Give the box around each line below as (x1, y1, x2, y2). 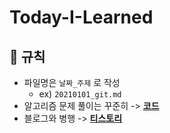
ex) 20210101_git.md (38, 88, 122, 100)
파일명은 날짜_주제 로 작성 (23, 77, 121, 88)
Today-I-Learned (9, 6, 154, 29)
